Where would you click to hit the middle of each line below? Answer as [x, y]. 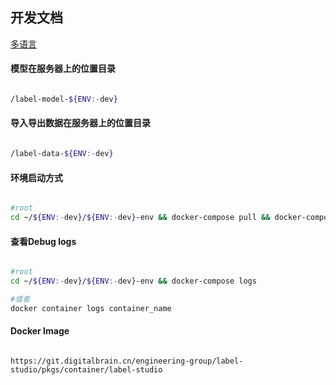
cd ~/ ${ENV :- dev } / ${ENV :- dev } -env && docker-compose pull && [140, 218]
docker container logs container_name [91, 308]
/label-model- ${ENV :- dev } [64, 99]
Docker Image [40, 331]
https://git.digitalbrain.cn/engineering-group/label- [127, 361]
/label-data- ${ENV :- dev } [62, 154]
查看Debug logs [43, 241]
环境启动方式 [36, 177]
